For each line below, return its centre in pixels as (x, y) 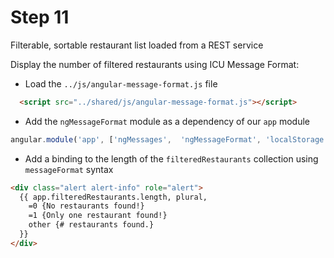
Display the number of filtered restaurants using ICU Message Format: (155, 64)
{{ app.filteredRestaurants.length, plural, (113, 197)
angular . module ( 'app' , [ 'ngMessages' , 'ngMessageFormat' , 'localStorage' (169, 139)
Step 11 (40, 17)
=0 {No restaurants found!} (86, 206)
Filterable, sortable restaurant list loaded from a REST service (137, 45)
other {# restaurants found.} (91, 225)
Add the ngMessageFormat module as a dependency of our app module (167, 121)
